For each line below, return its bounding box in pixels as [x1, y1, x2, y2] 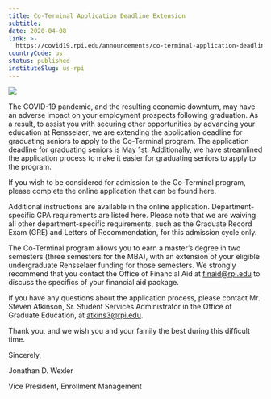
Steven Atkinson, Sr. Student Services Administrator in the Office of [8, 301, 232, 311]
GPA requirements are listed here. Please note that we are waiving [36, 210, 256, 220]
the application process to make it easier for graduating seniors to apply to [8, 153, 256, 162]
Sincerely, [8, 350, 42, 359]
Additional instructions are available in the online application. [8, 201, 211, 211]
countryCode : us [8, 49, 63, 57]
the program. [8, 162, 52, 171]
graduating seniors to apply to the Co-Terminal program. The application [8, 136, 249, 145]
